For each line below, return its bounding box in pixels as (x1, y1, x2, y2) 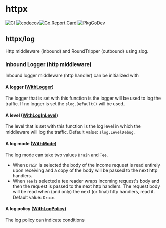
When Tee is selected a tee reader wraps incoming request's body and (12, 178, 160, 184)
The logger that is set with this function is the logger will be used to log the (5, 95, 161, 102)
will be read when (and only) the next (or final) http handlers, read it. (12, 188, 155, 194)
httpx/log (5, 35, 35, 43)
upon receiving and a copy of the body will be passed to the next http (12, 167, 158, 173)
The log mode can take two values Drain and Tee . (5, 152, 108, 158)
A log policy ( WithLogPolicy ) (5, 206, 67, 212)
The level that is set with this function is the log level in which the (5, 123, 141, 129)
